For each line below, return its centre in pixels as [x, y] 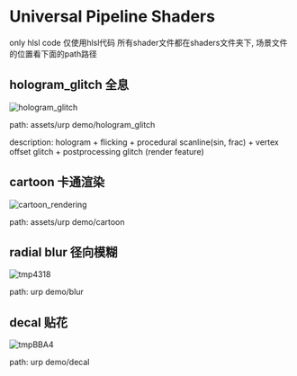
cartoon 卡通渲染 [57, 182]
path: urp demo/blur [46, 292]
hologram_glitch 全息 [69, 85]
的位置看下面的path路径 [53, 54]
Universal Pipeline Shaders [112, 17]
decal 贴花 [39, 322]
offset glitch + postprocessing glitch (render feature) [107, 151]
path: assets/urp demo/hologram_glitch [82, 124]
